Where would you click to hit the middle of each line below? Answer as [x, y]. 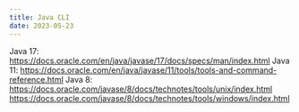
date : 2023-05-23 [42, 26]
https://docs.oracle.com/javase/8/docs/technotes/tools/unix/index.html [141, 89]
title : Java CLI [39, 17]
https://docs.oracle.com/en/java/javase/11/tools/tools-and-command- [149, 70]
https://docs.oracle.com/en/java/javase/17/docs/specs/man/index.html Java [149, 60]
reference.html [37, 79]
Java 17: [24, 51]
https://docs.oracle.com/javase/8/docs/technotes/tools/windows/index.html [149, 98]
